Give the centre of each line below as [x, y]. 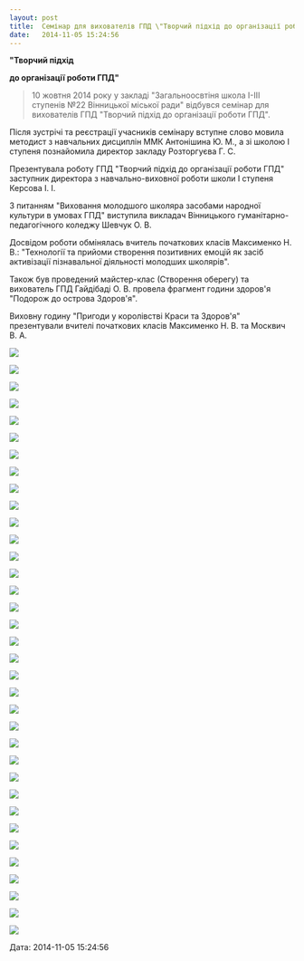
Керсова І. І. [33, 188]
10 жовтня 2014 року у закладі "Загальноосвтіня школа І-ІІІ [146, 95]
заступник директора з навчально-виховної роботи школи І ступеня [142, 178]
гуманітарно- [263, 216]
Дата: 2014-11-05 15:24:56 [59, 947]
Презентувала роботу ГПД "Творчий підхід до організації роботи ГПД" [147, 169]
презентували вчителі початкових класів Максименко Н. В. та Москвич [147, 326]
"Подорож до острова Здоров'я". [74, 299]
